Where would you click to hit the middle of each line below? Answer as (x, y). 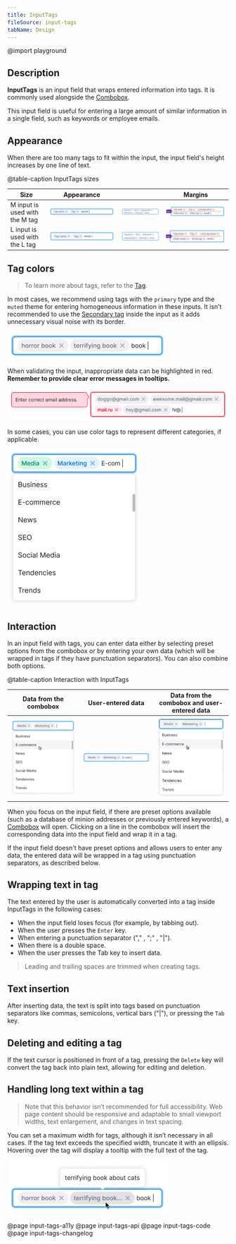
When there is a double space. (62, 946)
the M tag (24, 219)
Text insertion (38, 988)
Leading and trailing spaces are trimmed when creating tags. (112, 967)
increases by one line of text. (49, 165)
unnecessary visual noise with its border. (66, 322)
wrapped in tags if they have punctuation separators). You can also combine (118, 659)
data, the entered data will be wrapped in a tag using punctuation (101, 855)
